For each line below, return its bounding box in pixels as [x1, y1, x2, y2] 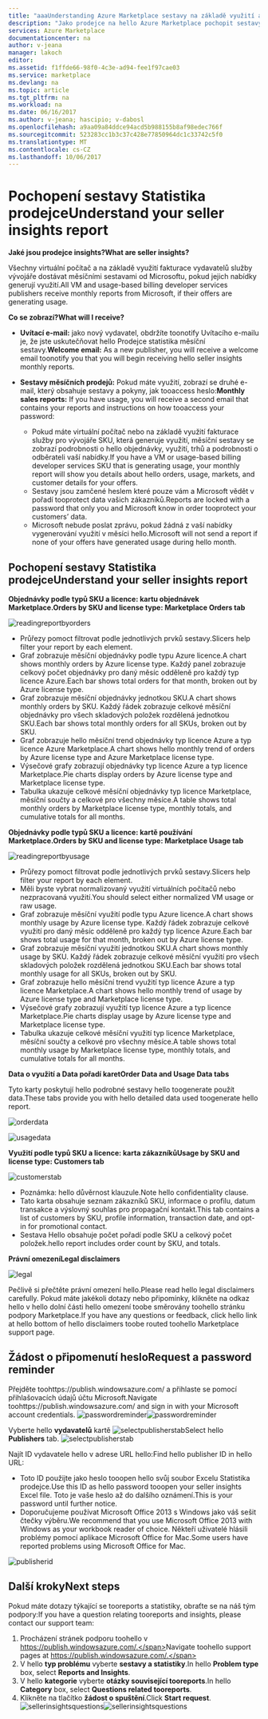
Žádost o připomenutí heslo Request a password [8, 1351, 252, 1364]
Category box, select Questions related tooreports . [19, 1684, 192, 1694]
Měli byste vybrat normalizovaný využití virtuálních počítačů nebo [19, 884, 236, 893]
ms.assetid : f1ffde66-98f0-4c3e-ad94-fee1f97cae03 [8, 64, 180, 72]
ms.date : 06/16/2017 [8, 109, 77, 117]
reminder [8, 1363, 55, 1377]
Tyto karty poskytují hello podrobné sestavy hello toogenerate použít [8, 1084, 235, 1094]
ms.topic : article [8, 86, 69, 94]
